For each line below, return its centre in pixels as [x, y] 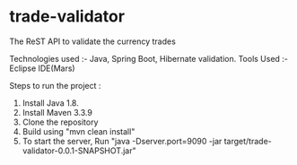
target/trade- [248, 141]
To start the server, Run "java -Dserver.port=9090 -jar [122, 141]
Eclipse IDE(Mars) [42, 68]
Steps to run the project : [55, 85]
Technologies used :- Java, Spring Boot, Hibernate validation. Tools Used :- [149, 58]
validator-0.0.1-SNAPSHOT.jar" [79, 151]
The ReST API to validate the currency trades [93, 41]
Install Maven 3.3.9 [57, 112]
